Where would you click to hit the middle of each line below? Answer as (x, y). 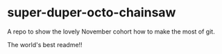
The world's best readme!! (45, 44)
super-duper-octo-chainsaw (92, 13)
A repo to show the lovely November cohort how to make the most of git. (111, 31)
